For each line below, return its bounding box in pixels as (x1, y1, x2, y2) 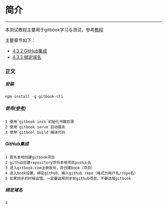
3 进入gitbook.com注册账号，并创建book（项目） (5, 165, 95, 170)
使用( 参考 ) (5, 105, 26, 111)
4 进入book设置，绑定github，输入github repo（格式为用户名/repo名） (5, 171, 138, 176)
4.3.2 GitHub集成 (12, 48, 47, 54)
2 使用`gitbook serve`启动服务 (5, 124, 66, 130)
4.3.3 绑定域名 (12, 54, 42, 60)
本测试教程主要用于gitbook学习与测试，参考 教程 (5, 26, 103, 32)
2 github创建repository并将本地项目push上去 (5, 160, 91, 165)
